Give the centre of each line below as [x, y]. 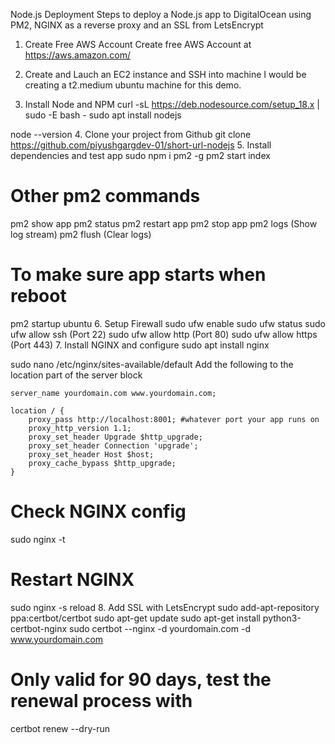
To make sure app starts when [138, 275]
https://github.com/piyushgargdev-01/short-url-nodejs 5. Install [141, 145]
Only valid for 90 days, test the [141, 679]
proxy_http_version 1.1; [80, 428]
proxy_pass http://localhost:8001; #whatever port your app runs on [174, 419]
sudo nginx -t [38, 539]
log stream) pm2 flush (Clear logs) [81, 234]
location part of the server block [76, 375]
